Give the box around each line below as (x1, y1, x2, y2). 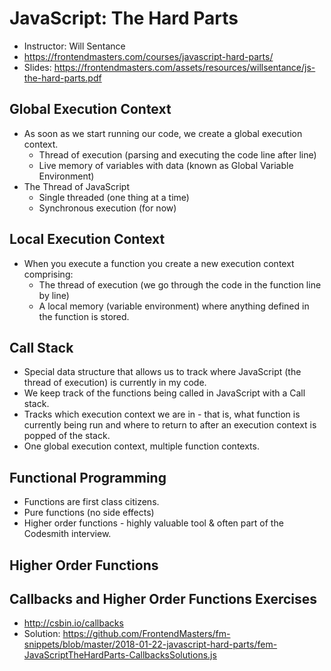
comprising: (23, 268, 74, 280)
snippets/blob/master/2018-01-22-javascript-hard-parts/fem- (23, 638, 278, 651)
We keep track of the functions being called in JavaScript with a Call (23, 387, 306, 399)
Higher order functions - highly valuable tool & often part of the (23, 517, 284, 529)
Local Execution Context (9, 231, 166, 248)
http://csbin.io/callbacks (23, 617, 124, 629)
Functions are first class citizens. (23, 496, 160, 508)
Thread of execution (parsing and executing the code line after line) (38, 148, 317, 161)
